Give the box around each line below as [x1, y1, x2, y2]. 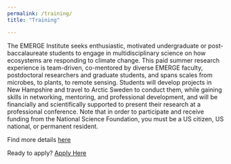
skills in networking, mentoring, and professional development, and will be [7, 92, 218, 101]
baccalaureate [7, 49, 48, 57]
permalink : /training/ [7, 10, 72, 17]
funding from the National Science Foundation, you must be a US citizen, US [7, 114, 224, 123]
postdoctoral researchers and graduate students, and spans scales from [7, 70, 212, 79]
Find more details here [7, 135, 71, 143]
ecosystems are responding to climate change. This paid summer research [7, 56, 220, 64]
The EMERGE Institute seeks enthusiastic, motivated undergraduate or [7, 41, 207, 50]
